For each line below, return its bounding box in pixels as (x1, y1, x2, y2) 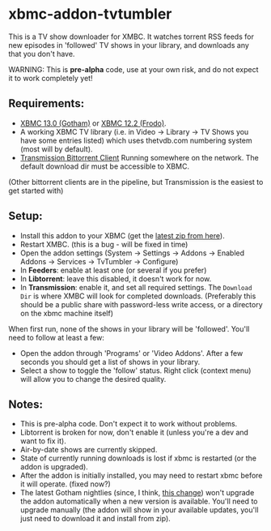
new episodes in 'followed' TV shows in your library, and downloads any (8, 40, 249, 49)
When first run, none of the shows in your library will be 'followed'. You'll (8, 323, 250, 333)
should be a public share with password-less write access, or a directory (19, 299, 263, 309)
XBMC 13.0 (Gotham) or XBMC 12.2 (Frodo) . (19, 118, 167, 128)
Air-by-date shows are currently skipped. (19, 445, 158, 455)
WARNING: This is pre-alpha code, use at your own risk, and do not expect (8, 64, 259, 74)
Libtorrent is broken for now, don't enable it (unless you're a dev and (19, 427, 249, 438)
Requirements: (8, 96, 85, 110)
